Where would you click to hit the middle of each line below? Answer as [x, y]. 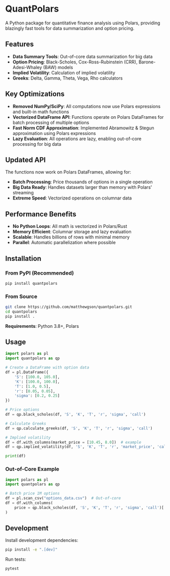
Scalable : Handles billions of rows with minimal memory [71, 237]
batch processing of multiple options [51, 122]
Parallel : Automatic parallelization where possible [64, 243]
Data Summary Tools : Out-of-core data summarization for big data [82, 56]
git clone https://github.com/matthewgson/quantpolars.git [69, 307]
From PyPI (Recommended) [40, 273]
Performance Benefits [41, 214]
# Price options [22, 410]
